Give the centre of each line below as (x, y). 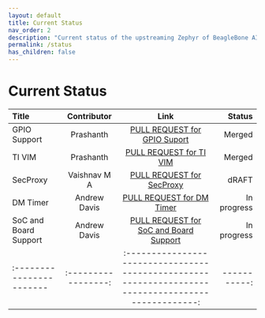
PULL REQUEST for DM (166, 197)
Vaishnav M (90, 174)
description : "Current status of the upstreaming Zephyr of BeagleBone (128, 37)
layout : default (35, 15)
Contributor (89, 116)
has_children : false (42, 52)
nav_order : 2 (30, 30)
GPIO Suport (166, 139)
